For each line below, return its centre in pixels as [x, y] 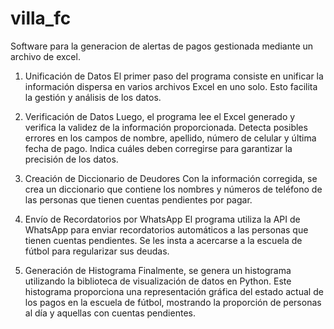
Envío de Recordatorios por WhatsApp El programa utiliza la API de [162, 219]
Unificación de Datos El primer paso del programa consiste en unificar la [174, 76]
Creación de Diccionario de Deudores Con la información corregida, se [171, 178]
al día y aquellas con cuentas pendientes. [110, 313]
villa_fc [41, 18]
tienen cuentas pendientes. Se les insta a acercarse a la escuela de [163, 240]
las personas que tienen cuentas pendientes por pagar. [138, 199]
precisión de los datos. [71, 159]
